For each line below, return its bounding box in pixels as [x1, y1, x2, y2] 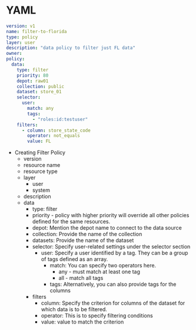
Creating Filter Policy [14, 149, 66, 156]
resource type [23, 168, 58, 175]
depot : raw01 [16, 78, 49, 84]
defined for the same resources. [32, 218, 111, 225]
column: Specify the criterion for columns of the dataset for [41, 299, 185, 307]
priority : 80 [16, 72, 49, 79]
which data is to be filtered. [41, 306, 108, 313]
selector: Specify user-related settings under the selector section [32, 243, 191, 250]
